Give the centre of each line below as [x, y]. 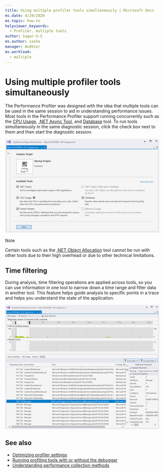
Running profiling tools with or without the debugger [65, 460]
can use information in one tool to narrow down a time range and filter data [81, 288]
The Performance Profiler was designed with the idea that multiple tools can [82, 106]
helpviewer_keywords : [27, 26]
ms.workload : [18, 52]
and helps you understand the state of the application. [60, 298]
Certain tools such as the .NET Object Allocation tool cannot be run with [78, 250]
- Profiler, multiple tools [38, 31]
